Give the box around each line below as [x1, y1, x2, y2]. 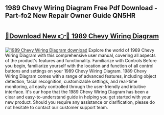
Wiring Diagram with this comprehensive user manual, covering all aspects [5, 52, 156, 58]
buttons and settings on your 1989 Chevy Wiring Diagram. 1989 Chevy [5, 68, 147, 74]
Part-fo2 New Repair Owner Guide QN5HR [5, 12, 136, 20]
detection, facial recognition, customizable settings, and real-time [5, 78, 138, 84]
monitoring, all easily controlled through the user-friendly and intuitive [5, 84, 146, 90]
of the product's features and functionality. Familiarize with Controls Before [5, 58, 157, 63]
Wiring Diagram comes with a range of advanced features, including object [5, 73, 157, 79]
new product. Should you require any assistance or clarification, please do [5, 99, 155, 105]
